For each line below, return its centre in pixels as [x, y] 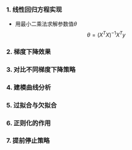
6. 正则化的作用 [29, 123]
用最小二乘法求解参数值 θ [46, 24]
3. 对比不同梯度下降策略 [41, 69]
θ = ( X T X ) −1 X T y [106, 34]
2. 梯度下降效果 [29, 52]
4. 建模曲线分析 [29, 87]
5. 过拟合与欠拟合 [32, 105]
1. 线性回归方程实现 [34, 9]
